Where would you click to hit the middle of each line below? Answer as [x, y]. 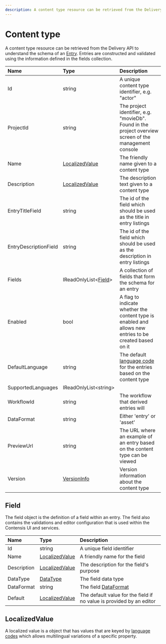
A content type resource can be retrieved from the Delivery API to [72, 48]
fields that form [137, 276]
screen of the [135, 137]
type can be [133, 455]
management [135, 143]
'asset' [127, 422]
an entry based [137, 443]
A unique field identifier [107, 549]
